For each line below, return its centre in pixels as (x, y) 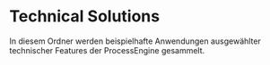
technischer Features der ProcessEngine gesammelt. (107, 50)
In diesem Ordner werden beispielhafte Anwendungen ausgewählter (135, 41)
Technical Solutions (84, 16)
